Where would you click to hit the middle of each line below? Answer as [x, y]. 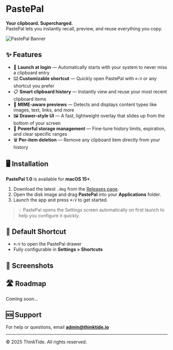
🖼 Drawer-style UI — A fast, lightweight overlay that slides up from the [89, 116]
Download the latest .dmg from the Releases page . [66, 189]
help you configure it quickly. [49, 215]
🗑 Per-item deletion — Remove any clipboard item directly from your [87, 140]
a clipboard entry [31, 72]
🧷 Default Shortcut [36, 232]
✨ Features [24, 55]
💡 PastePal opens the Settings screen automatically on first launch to [91, 210]
